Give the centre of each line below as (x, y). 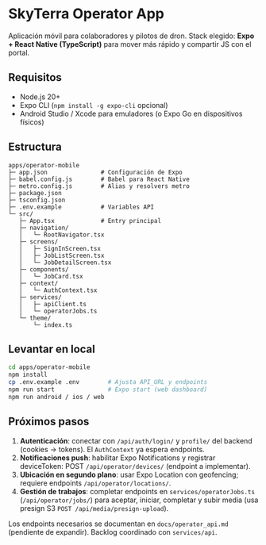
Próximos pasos (49, 422)
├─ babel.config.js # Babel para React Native (99, 179)
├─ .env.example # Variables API (81, 207)
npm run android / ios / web (56, 397)
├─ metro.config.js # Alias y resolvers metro (99, 186)
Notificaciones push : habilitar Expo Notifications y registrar (118, 458)
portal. (19, 52)
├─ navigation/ (44, 228)
